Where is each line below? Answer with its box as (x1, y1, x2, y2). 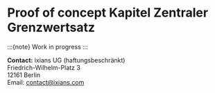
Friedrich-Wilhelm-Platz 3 (7, 63, 81, 71)
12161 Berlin (7, 71, 41, 79)
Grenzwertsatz (7, 19, 96, 35)
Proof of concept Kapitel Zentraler (7, 5, 209, 21)
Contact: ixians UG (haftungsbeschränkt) (7, 56, 126, 64)
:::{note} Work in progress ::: (7, 42, 88, 51)
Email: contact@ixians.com (7, 78, 85, 86)
